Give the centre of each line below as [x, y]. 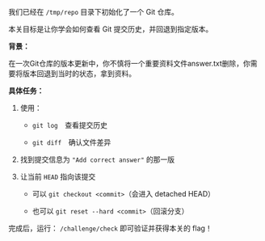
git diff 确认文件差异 [72, 142]
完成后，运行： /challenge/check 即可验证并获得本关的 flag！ [110, 228]
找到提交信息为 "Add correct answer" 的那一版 [97, 159]
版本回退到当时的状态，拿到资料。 [79, 74]
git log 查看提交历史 [69, 125]
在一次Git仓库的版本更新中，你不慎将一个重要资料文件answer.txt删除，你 [129, 63]
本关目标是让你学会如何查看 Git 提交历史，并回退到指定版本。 [111, 29]
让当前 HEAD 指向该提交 [58, 177]
